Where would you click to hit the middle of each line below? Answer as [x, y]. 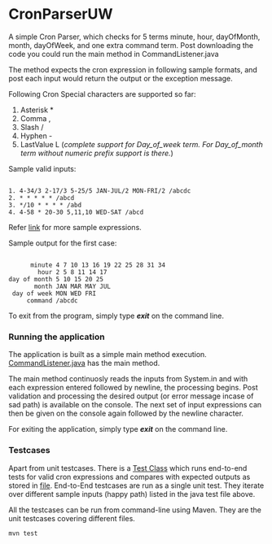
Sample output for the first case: [63, 243]
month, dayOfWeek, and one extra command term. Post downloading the [131, 45]
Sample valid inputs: [42, 168]
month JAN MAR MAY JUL [72, 286]
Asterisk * [37, 110]
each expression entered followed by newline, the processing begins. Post [133, 388]
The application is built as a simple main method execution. [108, 355]
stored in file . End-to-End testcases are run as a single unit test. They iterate [136, 485]
